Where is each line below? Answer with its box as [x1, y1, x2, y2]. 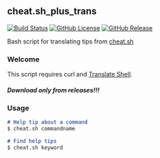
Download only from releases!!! [7, 86, 100, 94]
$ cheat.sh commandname [7, 126, 76, 132]
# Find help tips [7, 138, 57, 145]
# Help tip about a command [7, 119, 88, 126]
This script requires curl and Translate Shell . [7, 70, 133, 79]
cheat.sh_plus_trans [7, 6, 97, 17]
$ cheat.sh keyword [7, 144, 63, 151]
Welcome [7, 55, 40, 64]
